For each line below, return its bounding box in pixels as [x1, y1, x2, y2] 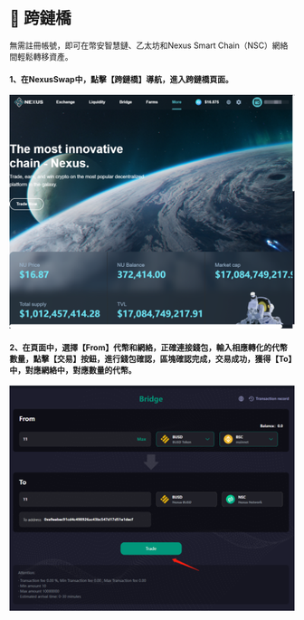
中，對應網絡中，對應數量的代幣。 [9, 364, 137, 376]
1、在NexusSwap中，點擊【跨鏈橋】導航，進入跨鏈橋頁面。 [9, 73, 233, 84]
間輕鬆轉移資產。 [9, 51, 73, 62]
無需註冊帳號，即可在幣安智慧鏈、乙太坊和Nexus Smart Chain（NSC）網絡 [9, 40, 289, 51]
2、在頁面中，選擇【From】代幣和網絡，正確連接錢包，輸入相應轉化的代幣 [9, 341, 288, 353]
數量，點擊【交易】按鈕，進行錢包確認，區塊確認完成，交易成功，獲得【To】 [9, 353, 292, 364]
